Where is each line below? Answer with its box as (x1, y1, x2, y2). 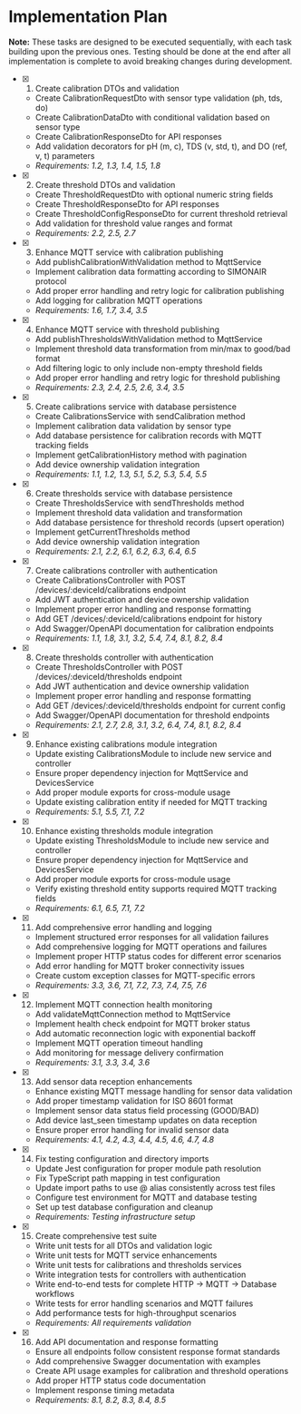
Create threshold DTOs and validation (34, 179, 176, 190)
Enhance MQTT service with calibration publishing (34, 247, 224, 258)
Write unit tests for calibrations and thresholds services (34, 1259, 242, 1270)
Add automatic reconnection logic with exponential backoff (34, 1027, 257, 1038)
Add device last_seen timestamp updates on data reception (34, 1115, 257, 1125)
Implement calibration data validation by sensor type (34, 420, 232, 431)
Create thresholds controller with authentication (34, 652, 214, 663)
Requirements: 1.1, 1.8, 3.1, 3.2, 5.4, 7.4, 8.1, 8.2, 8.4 (34, 633, 224, 643)
